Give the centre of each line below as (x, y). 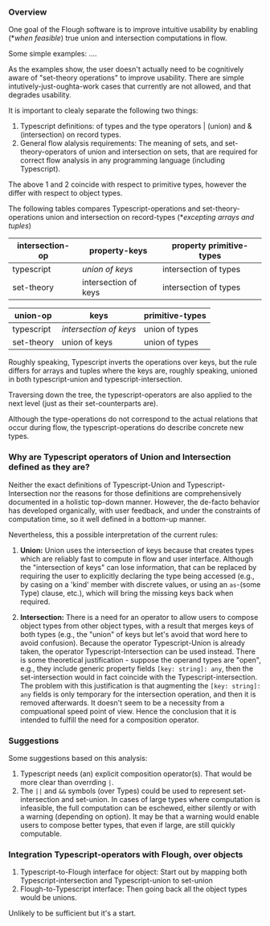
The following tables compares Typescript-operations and (104, 209)
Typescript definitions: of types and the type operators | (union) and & (136, 126)
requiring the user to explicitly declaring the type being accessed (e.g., (137, 576)
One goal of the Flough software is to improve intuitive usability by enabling (133, 30)
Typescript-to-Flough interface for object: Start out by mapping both (133, 872)
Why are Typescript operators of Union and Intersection (120, 457)
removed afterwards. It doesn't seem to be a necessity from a (122, 702)
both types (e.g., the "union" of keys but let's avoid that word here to (133, 634)
